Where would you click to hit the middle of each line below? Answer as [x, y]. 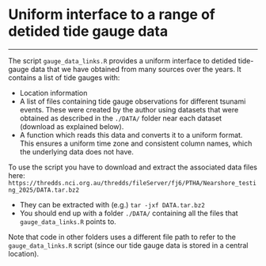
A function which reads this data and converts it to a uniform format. [131, 135]
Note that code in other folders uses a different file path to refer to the [122, 237]
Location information [53, 93]
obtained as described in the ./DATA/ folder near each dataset [121, 118]
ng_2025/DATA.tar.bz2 [44, 190]
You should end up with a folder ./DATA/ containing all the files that [129, 213]
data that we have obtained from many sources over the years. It [136, 69]
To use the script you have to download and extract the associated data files [133, 167]
